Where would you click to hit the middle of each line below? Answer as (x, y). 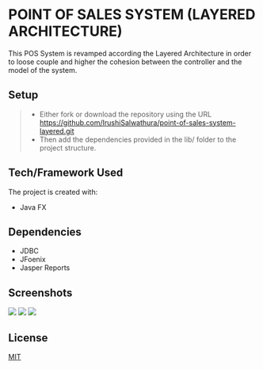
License (28, 338)
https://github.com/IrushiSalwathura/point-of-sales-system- (137, 122)
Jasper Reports (45, 268)
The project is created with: (53, 192)
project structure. (68, 147)
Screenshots (40, 293)
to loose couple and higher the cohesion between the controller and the (125, 62)
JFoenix (32, 260)
